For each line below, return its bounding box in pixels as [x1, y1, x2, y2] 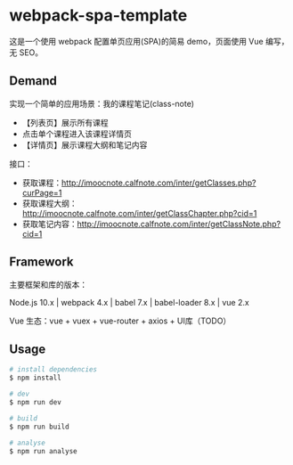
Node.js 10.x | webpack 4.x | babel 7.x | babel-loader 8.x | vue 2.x [9, 297, 249, 307]
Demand [9, 73, 58, 89]
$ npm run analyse [9, 446, 77, 455]
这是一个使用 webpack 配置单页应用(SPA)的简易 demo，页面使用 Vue [9, 36, 265, 46]
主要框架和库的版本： [9, 279, 87, 290]
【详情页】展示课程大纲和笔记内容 [21, 139, 148, 150]
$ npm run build [9, 422, 69, 431]
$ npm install [9, 373, 62, 383]
